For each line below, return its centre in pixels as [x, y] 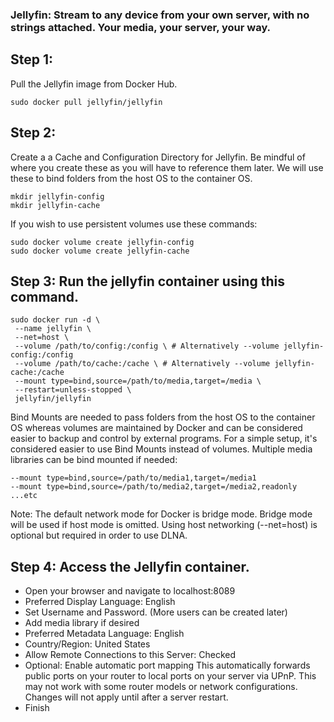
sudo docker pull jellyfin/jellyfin [86, 102]
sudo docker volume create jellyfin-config [102, 242]
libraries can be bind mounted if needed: [94, 460]
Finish [37, 708]
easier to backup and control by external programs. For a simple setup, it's [164, 439]
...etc [24, 496]
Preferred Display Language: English [100, 602]
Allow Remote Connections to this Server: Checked [130, 655]
